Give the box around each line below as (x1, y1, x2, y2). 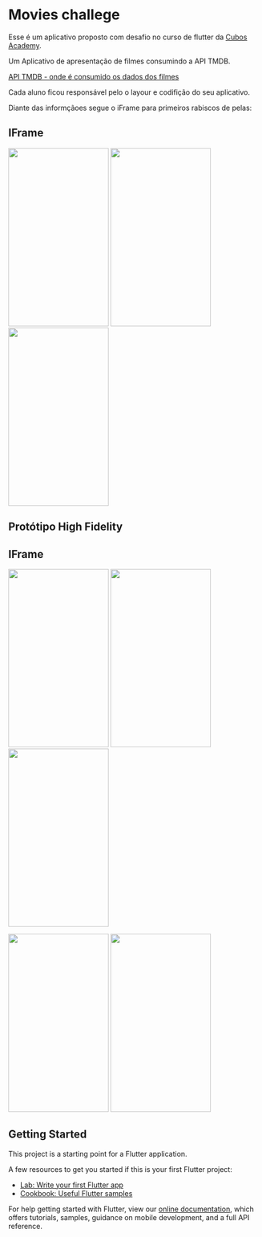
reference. (8, 1221, 42, 1231)
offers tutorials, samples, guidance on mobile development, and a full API (8, 1212, 250, 1222)
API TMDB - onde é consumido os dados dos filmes (8, 71, 179, 81)
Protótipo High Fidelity (8, 520, 123, 534)
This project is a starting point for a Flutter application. (8, 1149, 187, 1158)
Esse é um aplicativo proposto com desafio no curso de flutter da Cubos (8, 32, 248, 42)
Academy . (8, 40, 42, 50)
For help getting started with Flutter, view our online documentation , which (8, 1204, 255, 1214)
